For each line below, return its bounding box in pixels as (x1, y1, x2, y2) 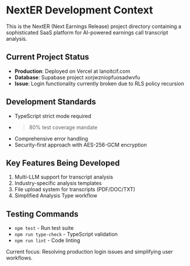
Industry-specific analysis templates (14, 180, 102, 187)
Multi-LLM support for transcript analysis (14, 173, 114, 181)
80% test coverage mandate (29, 124, 98, 131)
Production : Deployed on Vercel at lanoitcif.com (14, 68, 131, 75)
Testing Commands (6, 209, 79, 219)
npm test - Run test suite (14, 225, 74, 232)
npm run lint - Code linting (14, 237, 80, 244)
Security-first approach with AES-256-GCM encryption (14, 141, 147, 148)
